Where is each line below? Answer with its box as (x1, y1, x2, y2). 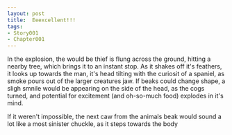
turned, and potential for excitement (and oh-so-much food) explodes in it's (7, 91, 224, 100)
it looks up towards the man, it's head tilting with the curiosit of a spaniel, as (7, 70, 224, 78)
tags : (7, 23, 23, 30)
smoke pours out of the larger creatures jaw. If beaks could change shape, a (7, 77, 226, 85)
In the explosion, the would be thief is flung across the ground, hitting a (7, 55, 211, 63)
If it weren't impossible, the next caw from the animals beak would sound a (7, 112, 222, 121)
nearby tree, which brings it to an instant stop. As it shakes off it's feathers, (7, 62, 222, 71)
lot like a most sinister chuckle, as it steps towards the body (7, 120, 179, 128)
